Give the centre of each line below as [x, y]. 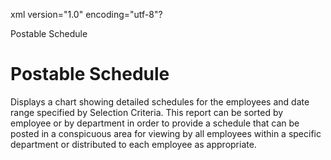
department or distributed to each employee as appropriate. [133, 144]
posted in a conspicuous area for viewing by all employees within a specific [166, 133]
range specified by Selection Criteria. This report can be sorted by [147, 112]
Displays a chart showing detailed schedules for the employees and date [160, 101]
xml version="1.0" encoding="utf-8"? [86, 14]
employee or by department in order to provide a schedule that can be [155, 123]
